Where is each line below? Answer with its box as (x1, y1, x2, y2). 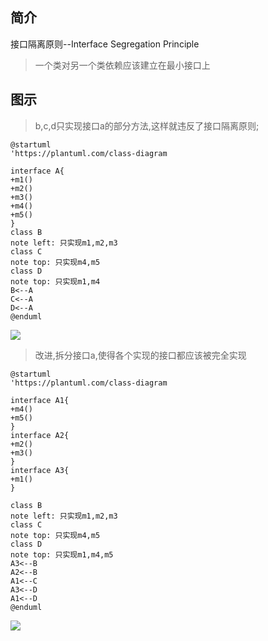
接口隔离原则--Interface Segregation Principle (10, 38, 200, 50)
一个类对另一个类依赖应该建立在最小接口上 (34, 59, 211, 71)
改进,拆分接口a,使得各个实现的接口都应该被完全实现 (34, 349, 247, 361)
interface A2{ (10, 430, 70, 440)
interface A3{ (10, 465, 70, 475)
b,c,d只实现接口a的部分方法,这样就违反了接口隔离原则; (34, 119, 260, 132)
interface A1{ (10, 395, 70, 405)
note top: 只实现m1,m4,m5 (10, 549, 114, 560)
